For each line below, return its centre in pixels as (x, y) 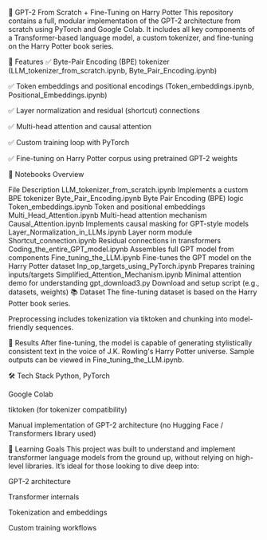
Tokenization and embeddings (58, 512)
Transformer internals (44, 497)
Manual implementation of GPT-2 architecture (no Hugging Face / (116, 425)
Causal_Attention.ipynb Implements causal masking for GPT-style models (129, 224)
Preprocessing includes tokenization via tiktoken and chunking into (118, 319)
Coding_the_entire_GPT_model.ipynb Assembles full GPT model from (121, 249)
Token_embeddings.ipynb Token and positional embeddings (107, 207)
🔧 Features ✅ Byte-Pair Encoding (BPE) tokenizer (89, 61)
